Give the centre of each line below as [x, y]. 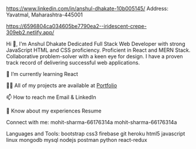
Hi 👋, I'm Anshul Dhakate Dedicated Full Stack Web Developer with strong [96, 44]
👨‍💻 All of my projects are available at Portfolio [62, 85]
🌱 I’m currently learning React [42, 74]
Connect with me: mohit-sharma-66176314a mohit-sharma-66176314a [92, 122]
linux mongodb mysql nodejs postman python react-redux [77, 140]
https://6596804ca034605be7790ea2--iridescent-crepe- [76, 26]
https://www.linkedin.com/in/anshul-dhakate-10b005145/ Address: [87, 9]
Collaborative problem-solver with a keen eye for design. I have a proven [94, 56]
